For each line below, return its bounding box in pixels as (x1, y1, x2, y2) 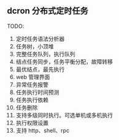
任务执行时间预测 (15, 88, 60, 96)
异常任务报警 (15, 81, 48, 88)
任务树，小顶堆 (15, 42, 54, 50)
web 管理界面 (15, 73, 50, 81)
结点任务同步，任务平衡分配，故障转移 (15, 57, 113, 65)
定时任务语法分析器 (15, 35, 65, 42)
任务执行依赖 (15, 96, 48, 103)
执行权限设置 (15, 119, 48, 127)
